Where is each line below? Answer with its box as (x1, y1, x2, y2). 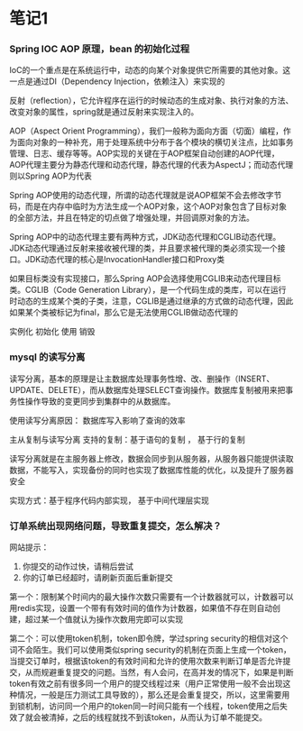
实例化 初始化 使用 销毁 (9, 326, 96, 337)
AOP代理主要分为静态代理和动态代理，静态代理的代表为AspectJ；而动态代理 (9, 160, 294, 170)
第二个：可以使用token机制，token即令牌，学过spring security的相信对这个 (9, 633, 289, 644)
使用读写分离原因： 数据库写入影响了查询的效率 (9, 415, 186, 425)
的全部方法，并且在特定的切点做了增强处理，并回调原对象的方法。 (9, 213, 254, 224)
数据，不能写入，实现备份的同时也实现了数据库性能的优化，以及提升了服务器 (9, 464, 294, 475)
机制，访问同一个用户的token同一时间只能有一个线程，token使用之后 (24, 700, 280, 712)
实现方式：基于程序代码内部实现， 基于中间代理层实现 (9, 495, 209, 506)
